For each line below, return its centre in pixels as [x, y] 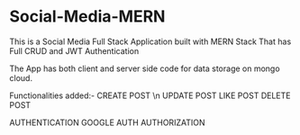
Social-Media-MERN [87, 17]
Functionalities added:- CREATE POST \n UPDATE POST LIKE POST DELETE [150, 95]
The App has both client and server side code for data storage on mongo [145, 68]
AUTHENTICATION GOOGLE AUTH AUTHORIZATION [107, 122]
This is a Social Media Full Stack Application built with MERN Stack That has [150, 41]
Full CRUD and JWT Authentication [74, 50]
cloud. [21, 77]
